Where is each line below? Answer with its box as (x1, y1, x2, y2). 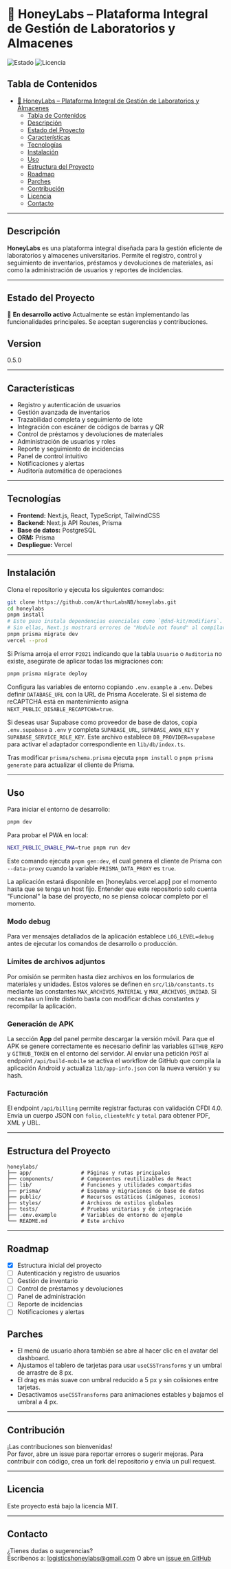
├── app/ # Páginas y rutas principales (7, 1169, 170, 1177)
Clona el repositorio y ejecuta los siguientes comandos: (7, 585, 164, 593)
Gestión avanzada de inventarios (16, 408, 111, 416)
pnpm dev (7, 819, 32, 825)
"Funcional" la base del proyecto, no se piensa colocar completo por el (7, 892, 208, 901)
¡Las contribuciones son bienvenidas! (7, 1443, 113, 1451)
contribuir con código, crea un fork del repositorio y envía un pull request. (7, 1457, 217, 1466)
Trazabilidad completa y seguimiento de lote (16, 416, 143, 423)
